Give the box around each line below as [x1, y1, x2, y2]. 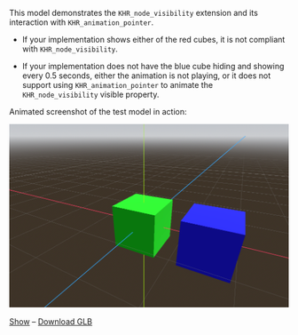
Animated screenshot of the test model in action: [9, 107, 187, 116]
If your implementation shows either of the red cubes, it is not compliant [21, 35, 286, 44]
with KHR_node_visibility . [21, 44, 118, 54]
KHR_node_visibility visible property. [21, 89, 160, 100]
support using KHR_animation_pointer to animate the [21, 80, 214, 90]
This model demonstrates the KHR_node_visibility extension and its [9, 8, 259, 18]
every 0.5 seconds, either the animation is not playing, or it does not [21, 70, 271, 81]
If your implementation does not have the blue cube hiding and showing [21, 61, 285, 71]
